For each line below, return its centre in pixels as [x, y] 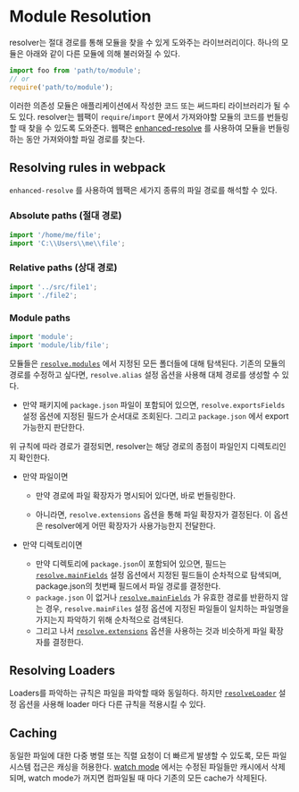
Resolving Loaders [62, 670]
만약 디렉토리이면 [52, 544]
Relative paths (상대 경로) [63, 268]
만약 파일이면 [45, 476]
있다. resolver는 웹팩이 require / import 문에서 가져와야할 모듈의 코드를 [141, 116]
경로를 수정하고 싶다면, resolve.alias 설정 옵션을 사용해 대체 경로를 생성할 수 [145, 374]
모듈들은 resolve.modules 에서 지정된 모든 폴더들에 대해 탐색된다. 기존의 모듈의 [147, 363]
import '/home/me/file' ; [55, 234]
